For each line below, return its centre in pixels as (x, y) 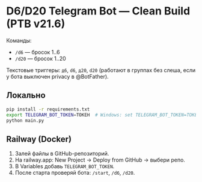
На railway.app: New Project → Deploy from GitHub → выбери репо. (100, 160)
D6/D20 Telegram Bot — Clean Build (98, 11)
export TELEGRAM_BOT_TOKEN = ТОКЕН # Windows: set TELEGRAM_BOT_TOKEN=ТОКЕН (103, 115)
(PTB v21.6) (36, 24)
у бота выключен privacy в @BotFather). (58, 76)
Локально (26, 95)
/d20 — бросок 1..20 (40, 58)
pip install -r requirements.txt (48, 109)
